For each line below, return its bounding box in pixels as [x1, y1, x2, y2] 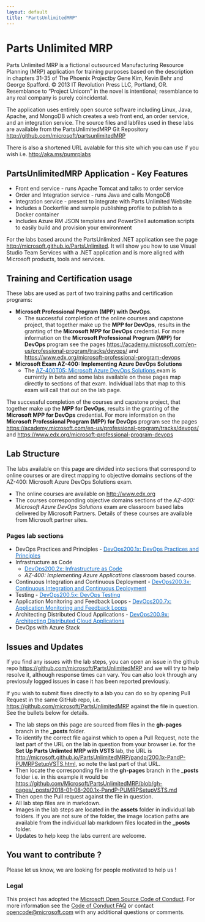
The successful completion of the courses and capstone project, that [6, 398, 181, 406]
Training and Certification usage [6, 273, 133, 283]
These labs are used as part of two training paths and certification [6, 290, 173, 297]
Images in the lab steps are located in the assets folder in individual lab [15, 806, 195, 813]
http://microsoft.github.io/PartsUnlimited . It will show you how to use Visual [6, 242, 196, 250]
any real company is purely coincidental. [6, 94, 108, 101]
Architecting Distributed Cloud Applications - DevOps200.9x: [15, 611, 170, 618]
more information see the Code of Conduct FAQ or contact [6, 902, 154, 910]
